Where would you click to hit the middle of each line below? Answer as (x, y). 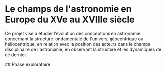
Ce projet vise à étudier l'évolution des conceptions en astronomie (73, 33)
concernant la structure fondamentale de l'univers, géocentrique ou (74, 39)
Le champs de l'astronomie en (69, 9)
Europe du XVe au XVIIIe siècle (70, 20)
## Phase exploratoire (28, 64)
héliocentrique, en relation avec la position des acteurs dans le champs (78, 44)
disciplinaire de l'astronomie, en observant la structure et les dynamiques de (83, 49)
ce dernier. (16, 54)
